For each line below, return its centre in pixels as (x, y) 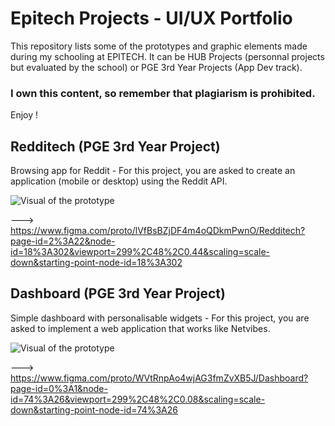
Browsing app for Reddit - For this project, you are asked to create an (153, 171)
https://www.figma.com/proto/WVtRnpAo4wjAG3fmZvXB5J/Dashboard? (159, 378)
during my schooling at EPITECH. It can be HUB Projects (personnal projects (167, 56)
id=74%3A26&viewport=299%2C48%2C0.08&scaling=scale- (138, 399)
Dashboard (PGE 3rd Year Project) (118, 293)
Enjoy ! (24, 115)
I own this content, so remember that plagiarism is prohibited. (163, 93)
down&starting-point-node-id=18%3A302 (96, 263)
